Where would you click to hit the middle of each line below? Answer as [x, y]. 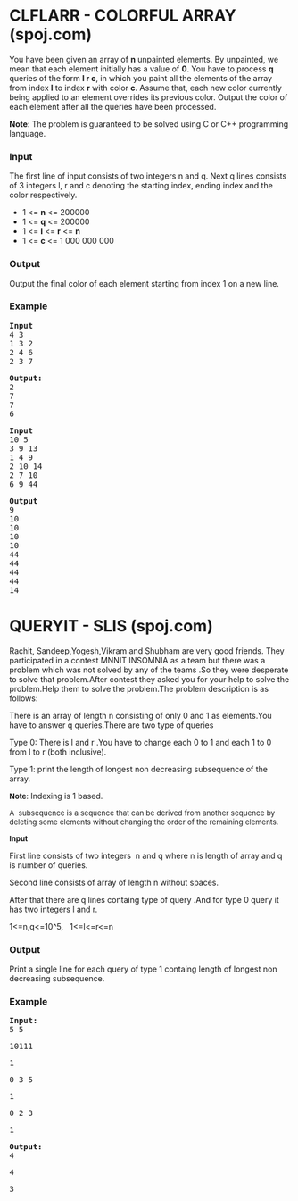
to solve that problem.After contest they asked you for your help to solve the [149, 679]
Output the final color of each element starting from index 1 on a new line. [144, 283]
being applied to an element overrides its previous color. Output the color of [149, 97]
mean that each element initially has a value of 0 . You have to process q [141, 69]
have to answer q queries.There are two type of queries [112, 725]
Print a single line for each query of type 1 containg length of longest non [143, 969]
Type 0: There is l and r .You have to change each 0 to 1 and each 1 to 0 [141, 742]
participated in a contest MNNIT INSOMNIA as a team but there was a [137, 660]
